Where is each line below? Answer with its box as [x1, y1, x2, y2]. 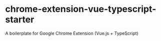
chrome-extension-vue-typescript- [5, 3, 156, 15]
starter [5, 14, 34, 25]
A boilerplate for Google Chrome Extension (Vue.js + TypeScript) [5, 30, 138, 36]
